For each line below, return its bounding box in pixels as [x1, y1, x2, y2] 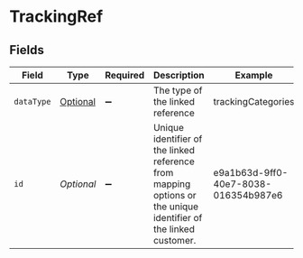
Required [105, 69, 145, 81]
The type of [152, 84, 203, 97]
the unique [152, 200, 199, 213]
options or [152, 189, 197, 201]
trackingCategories [213, 96, 295, 107]
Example [234, 69, 273, 81]
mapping [152, 178, 191, 190]
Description [152, 69, 205, 81]
